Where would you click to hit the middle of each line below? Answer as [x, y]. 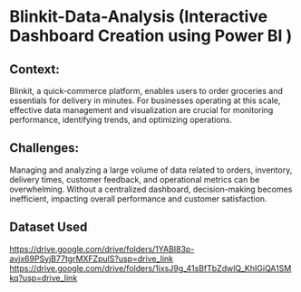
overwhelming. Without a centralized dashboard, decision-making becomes [151, 189]
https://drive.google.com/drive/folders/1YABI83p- [102, 249]
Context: [35, 69]
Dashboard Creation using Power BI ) [151, 36]
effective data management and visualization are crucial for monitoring [141, 110]
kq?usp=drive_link [44, 278]
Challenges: [44, 148]
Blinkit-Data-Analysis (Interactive [139, 17]
